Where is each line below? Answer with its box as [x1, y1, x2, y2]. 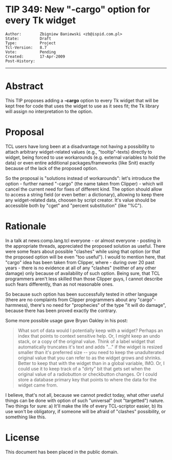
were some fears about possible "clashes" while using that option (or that [5, 248, 160, 254]
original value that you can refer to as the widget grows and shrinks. [17, 355, 162, 361]
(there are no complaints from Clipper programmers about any [5, 297, 137, 303]
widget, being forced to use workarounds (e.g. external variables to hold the [5, 154, 166, 160]
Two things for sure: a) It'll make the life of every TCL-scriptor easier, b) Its [5, 402, 163, 409]
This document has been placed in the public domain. [5, 449, 119, 455]
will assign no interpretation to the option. [5, 108, 93, 114]
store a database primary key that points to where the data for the [17, 376, 157, 382]
